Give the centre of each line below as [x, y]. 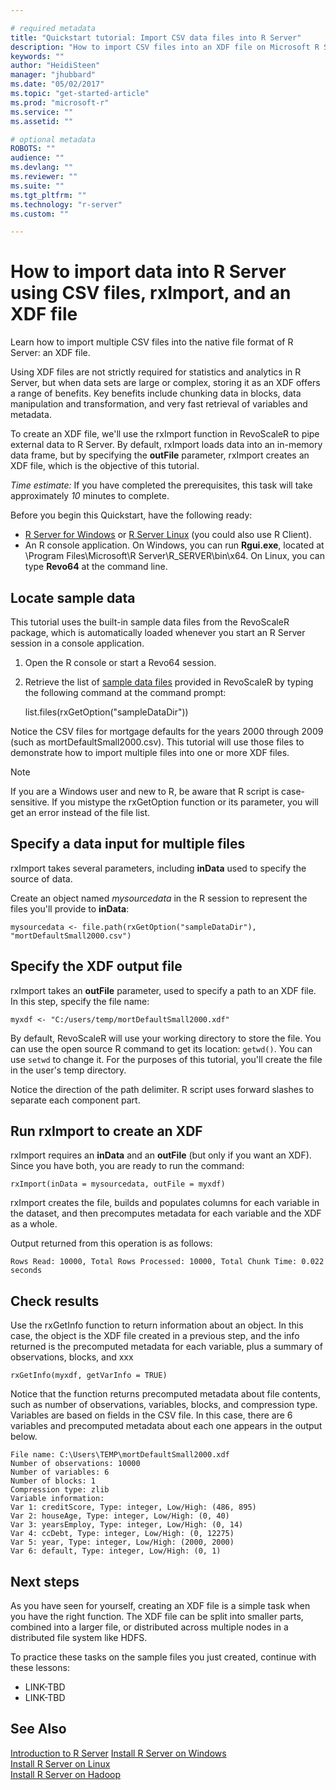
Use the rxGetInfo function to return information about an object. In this [157, 1325]
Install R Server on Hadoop [65, 1774]
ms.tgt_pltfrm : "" [48, 195]
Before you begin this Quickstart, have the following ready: [131, 515]
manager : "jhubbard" [53, 75]
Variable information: [57, 1499]
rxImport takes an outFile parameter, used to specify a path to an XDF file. [163, 990]
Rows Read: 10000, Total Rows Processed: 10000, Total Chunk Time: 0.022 [167, 1262]
